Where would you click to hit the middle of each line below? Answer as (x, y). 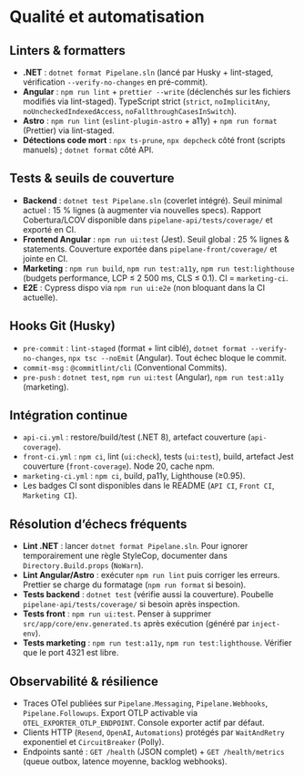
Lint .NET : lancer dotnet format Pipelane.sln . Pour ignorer (135, 546)
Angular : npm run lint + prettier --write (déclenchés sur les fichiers (157, 92)
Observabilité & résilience (84, 681)
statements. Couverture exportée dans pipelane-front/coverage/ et (150, 249)
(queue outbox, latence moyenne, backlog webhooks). (125, 761)
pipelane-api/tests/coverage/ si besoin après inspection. (131, 605)
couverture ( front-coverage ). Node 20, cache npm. (119, 466)
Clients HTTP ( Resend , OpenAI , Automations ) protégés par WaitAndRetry (153, 732)
